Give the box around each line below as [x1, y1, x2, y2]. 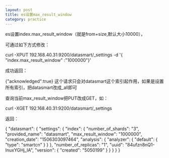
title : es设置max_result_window [5, 12, 72, 17]
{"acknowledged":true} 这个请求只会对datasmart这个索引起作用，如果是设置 [5, 78, 164, 85]
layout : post [5, 7, 33, 13]
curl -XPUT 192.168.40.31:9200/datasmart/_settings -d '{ [5, 52, 123, 58]
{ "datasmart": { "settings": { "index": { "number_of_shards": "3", [5, 126, 140, 132]
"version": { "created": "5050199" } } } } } [34, 147, 121, 153]
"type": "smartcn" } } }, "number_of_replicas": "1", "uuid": [5, 142, 125, 148]
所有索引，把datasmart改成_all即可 [5, 85, 77, 91]
